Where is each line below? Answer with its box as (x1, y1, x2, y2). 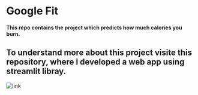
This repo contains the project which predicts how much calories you (6, 24, 182, 31)
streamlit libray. (6, 66, 67, 76)
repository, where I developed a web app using (6, 57, 185, 67)
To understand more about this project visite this (6, 48, 192, 58)
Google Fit (6, 4, 59, 18)
